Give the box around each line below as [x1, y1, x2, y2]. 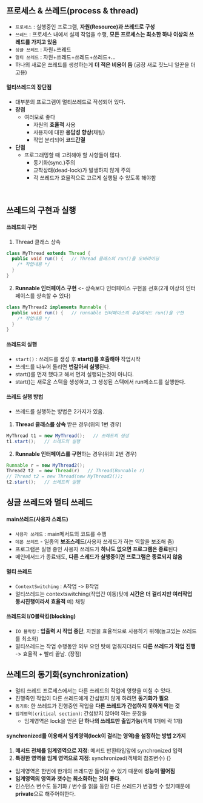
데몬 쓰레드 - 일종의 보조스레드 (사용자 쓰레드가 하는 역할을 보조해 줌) [15, 538, 175, 545]
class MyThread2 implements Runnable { [6, 304, 107, 310]
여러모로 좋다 [24, 114, 56, 121]
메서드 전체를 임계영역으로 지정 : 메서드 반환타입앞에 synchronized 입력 [15, 747, 183, 754]
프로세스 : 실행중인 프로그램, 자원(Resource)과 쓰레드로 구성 [15, 23, 155, 30]
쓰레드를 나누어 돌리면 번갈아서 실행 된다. [15, 363, 111, 370]
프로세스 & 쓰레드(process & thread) [6, 5, 139, 16]
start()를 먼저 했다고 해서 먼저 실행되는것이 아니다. [15, 370, 135, 378]
